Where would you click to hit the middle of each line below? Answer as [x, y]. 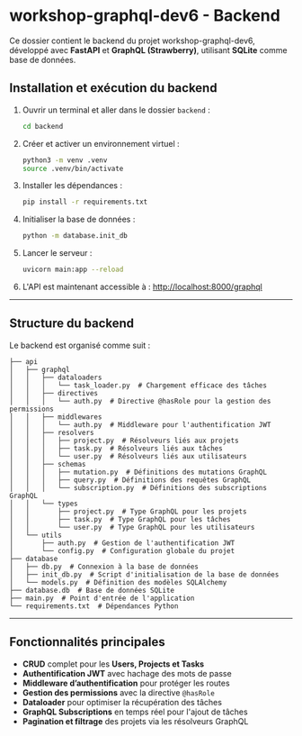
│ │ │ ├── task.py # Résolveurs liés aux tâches [116, 448]
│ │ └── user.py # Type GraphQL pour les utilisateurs [132, 527]
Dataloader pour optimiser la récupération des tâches [122, 702]
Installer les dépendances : [72, 186]
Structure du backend [72, 324]
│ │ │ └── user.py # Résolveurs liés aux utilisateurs [128, 456]
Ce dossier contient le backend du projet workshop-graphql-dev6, [133, 41]
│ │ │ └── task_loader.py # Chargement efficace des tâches [138, 385]
